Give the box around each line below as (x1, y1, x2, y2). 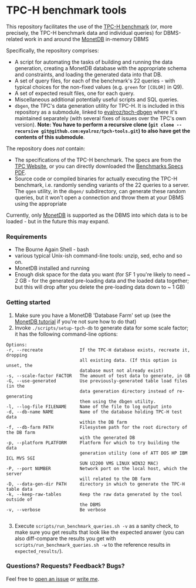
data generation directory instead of (79, 388, 175, 394)
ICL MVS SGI (6, 455, 35, 461)
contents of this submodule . (14, 133, 85, 140)
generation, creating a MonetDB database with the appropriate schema (14, 64, 187, 71)
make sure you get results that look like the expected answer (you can (14, 528, 185, 536)
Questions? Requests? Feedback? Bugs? (6, 562, 125, 570)
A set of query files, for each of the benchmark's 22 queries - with (14, 77, 175, 84)
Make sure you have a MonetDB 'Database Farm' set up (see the (14, 312, 171, 319)
